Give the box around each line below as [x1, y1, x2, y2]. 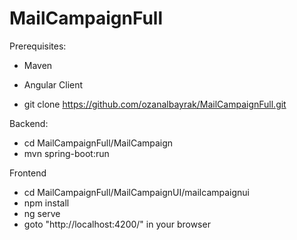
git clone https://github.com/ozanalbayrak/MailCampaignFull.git [23, 98, 287, 110]
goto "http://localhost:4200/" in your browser [23, 218, 211, 230]
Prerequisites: [9, 40, 67, 52]
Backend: [9, 117, 49, 129]
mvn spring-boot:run [23, 147, 110, 159]
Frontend [9, 167, 47, 179]
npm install [23, 197, 70, 209]
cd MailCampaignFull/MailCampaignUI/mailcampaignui [23, 186, 250, 198]
